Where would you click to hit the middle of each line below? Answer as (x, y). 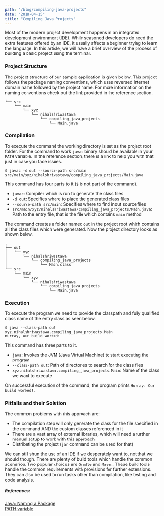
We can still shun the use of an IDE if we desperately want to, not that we (79, 454)
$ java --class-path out (30, 328)
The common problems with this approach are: (52, 414)
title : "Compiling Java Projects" (41, 19)
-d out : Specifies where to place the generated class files (70, 199)
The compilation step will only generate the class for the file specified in (85, 423)
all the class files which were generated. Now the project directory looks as (81, 229)
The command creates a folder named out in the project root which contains (82, 224)
